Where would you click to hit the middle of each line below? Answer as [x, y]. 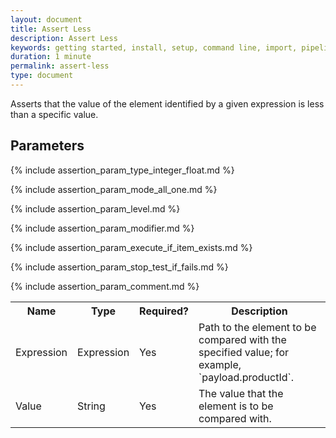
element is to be [236, 406]
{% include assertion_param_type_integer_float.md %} [122, 170]
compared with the [242, 339]
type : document [42, 76]
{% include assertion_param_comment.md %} [105, 286]
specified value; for [244, 352]
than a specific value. [54, 114]
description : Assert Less [64, 38]
